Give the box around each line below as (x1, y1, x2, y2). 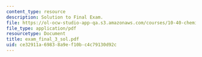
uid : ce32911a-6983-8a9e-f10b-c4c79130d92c (6, 42, 117, 48)
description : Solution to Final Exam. (6, 14, 103, 20)
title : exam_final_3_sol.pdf (6, 36, 79, 42)
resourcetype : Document (6, 31, 66, 37)
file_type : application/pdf (6, 25, 77, 31)
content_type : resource (6, 8, 66, 15)
